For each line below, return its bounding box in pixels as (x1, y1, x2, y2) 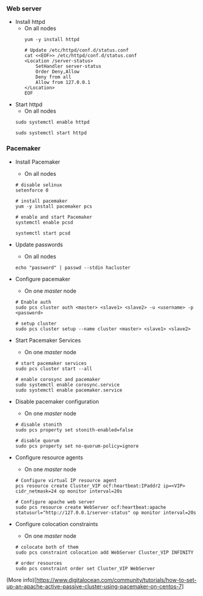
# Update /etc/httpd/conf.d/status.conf (24, 47, 129, 53)
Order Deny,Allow (35, 69, 79, 75)
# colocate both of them (15, 544, 79, 550)
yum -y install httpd (24, 37, 79, 43)
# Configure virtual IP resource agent (15, 477, 117, 483)
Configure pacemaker (15, 275, 70, 282)
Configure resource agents (15, 453, 84, 461)
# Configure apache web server (15, 499, 95, 505)
